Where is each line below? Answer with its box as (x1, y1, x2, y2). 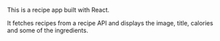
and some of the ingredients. (7, 27, 88, 34)
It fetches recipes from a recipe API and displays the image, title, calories (7, 19, 214, 27)
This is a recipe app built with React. (7, 6, 110, 14)
